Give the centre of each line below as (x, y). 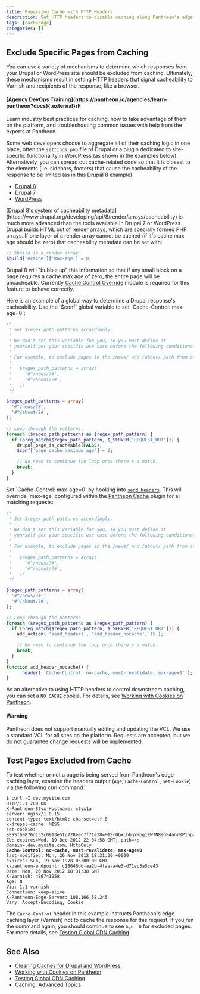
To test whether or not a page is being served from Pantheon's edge (90, 775)
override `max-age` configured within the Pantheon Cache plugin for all (94, 496)
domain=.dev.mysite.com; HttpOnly (49, 845)
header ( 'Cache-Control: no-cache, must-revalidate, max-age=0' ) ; (107, 673)
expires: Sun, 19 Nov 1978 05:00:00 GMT (57, 861)
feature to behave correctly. (40, 289)
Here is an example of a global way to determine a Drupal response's (91, 301)
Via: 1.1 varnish (28, 887)
